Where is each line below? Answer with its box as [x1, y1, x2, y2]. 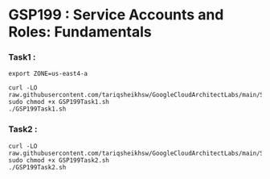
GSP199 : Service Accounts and [8, 6, 224, 24]
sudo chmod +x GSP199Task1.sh [8, 98, 110, 106]
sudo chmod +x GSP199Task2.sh [8, 156, 110, 164]
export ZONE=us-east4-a [8, 70, 88, 78]
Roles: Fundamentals [8, 23, 152, 41]
